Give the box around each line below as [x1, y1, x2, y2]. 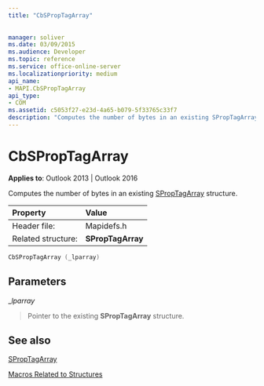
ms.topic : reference [8, 56, 76, 64]
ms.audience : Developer [8, 48, 86, 56]
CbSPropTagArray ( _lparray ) [8, 253, 101, 261]
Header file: [12, 220, 56, 231]
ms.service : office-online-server [8, 63, 122, 71]
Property [12, 207, 46, 218]
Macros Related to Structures [8, 370, 103, 379]
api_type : [8, 92, 41, 100]
